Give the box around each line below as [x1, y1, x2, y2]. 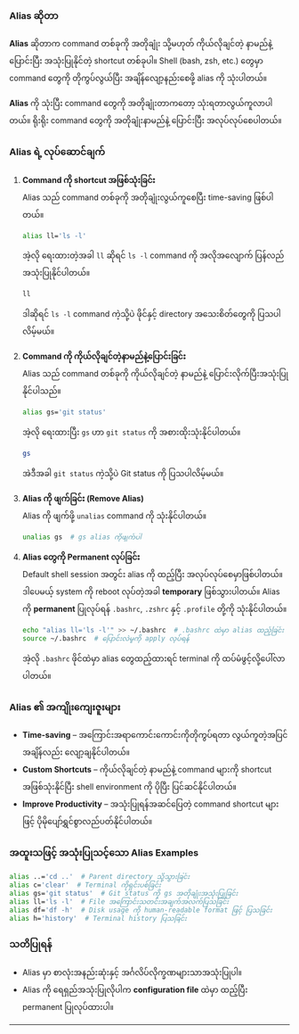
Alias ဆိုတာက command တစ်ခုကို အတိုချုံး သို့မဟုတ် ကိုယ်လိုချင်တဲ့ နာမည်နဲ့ [9, 38, 273, 49]
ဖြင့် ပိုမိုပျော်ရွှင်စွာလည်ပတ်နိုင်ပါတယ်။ [21, 816, 153, 827]
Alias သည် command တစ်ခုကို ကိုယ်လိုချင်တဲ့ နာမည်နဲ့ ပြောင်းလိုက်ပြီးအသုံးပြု [21, 368, 289, 379]
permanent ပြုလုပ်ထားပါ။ [21, 1001, 114, 1012]
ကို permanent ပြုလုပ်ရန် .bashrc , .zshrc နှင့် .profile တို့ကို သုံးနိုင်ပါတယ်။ [21, 603, 287, 614]
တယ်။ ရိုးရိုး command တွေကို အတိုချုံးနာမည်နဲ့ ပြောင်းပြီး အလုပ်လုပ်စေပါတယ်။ [9, 115, 282, 126]
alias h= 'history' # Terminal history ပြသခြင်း [9, 914, 187, 922]
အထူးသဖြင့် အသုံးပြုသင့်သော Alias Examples [9, 846, 198, 858]
